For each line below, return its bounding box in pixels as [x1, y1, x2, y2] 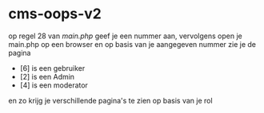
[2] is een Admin [19, 72, 74, 81]
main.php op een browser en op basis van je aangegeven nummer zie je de [8, 39, 256, 49]
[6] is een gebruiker [19, 63, 86, 72]
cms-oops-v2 [8, 5, 102, 23]
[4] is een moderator [19, 80, 88, 90]
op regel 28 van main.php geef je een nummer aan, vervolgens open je [8, 31, 242, 41]
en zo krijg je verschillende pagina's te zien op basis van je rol [8, 95, 214, 105]
